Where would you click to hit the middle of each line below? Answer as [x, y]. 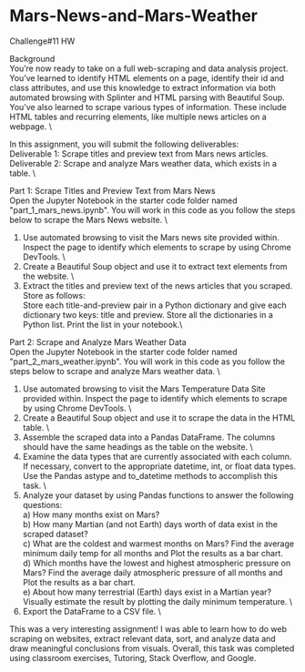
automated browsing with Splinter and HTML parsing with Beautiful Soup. [147, 97]
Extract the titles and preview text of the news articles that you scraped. [158, 285]
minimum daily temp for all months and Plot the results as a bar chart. [153, 553]
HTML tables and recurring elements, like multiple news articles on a [138, 117]
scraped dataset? [55, 534]
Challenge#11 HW [42, 41]
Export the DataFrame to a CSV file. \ [92, 611]
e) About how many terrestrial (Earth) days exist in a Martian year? [147, 592]
